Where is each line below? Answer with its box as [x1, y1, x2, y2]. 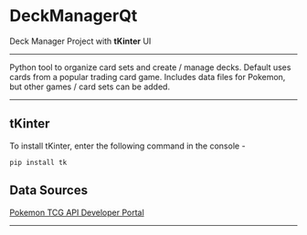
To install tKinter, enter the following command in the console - [9, 140, 246, 151]
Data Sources [9, 183, 89, 199]
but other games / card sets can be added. [9, 81, 171, 92]
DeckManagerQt [9, 5, 138, 26]
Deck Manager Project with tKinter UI [9, 36, 152, 46]
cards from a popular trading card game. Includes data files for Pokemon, [9, 71, 286, 82]
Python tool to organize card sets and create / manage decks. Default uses [9, 61, 291, 73]
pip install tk [9, 158, 68, 167]
